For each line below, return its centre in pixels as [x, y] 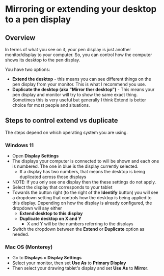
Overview [20, 38]
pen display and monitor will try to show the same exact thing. [75, 95]
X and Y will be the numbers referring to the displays [80, 224]
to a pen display [38, 19]
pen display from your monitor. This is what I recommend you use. [79, 84]
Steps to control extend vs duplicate [62, 121]
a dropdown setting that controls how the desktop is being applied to [82, 198]
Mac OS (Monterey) [29, 247]
